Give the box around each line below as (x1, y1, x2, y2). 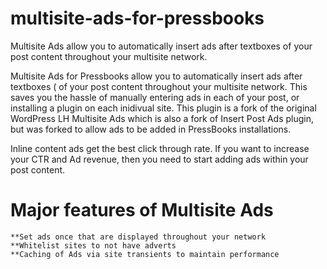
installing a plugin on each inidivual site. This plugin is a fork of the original (10, 102, 317, 114)
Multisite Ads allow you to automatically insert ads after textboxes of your (10, 40, 313, 52)
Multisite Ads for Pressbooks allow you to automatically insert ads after (10, 70, 303, 82)
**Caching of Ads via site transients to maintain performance (10, 249, 280, 259)
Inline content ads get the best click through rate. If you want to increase (10, 142, 310, 154)
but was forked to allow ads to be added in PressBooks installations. (10, 123, 292, 135)
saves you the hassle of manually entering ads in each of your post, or (10, 91, 300, 103)
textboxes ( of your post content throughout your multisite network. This (10, 80, 308, 92)
